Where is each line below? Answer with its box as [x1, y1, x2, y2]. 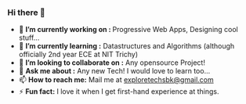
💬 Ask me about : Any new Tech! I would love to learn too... [18, 66, 211, 76]
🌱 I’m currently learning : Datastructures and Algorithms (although [18, 41, 235, 51]
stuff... [18, 33, 40, 42]
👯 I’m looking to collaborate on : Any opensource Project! [18, 58, 205, 67]
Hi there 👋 [7, 7, 46, 18]
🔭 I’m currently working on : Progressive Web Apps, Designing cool [18, 25, 238, 34]
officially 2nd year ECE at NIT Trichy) [18, 50, 139, 59]
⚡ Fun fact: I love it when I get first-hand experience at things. [18, 87, 219, 96]
